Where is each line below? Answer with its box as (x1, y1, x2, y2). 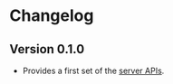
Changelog (9, 5, 94, 26)
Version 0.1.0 (9, 42, 85, 57)
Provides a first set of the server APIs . (22, 65, 165, 76)
